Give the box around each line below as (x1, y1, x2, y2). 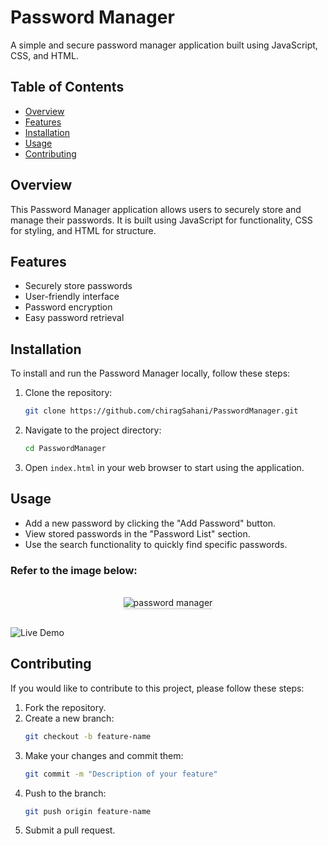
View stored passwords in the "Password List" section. (24, 527, 251, 540)
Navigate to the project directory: (24, 424, 162, 436)
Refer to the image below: (10, 563, 138, 577)
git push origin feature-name (24, 806, 152, 816)
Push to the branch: (24, 787, 107, 799)
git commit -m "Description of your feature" (24, 769, 218, 779)
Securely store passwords (24, 280, 133, 292)
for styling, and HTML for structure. (10, 224, 157, 236)
